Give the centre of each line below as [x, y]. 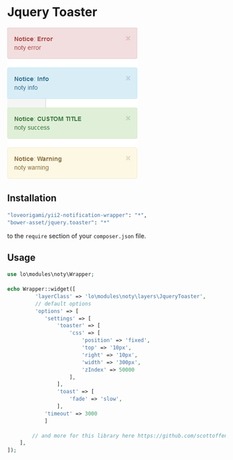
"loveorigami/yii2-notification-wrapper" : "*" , [77, 215]
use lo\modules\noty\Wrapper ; [51, 274]
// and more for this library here [84, 436]
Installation [32, 198]
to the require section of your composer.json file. [77, 236]
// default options [63, 304]
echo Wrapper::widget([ [42, 289]
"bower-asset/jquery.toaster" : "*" [59, 222]
